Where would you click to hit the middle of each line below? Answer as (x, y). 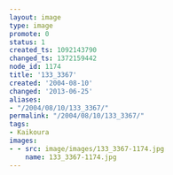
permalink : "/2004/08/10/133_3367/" (77, 116)
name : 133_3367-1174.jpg (71, 157)
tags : (19, 125)
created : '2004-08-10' (51, 83)
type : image (31, 26)
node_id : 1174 (35, 67)
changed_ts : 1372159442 (53, 58)
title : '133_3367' (43, 75)
